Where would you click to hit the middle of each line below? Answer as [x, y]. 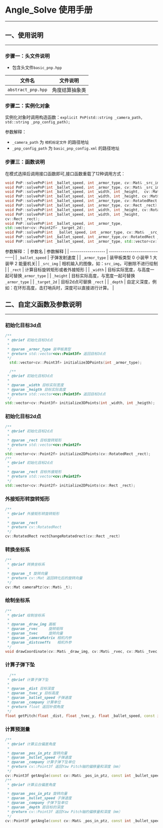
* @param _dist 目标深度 [31, 689]
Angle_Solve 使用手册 [49, 10]
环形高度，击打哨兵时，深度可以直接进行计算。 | [66, 287]
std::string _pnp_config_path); [38, 122]
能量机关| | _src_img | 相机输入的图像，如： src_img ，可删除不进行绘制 [88, 263]
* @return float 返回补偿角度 [35, 707]
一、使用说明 [24, 35]
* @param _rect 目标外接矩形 [34, 472]
